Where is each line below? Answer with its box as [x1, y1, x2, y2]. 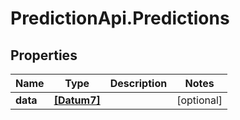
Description [109, 77, 168, 90]
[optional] [176, 93, 223, 107]
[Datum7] [53, 93, 101, 107]
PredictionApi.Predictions [10, 7, 230, 30]
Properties [10, 47, 78, 64]
